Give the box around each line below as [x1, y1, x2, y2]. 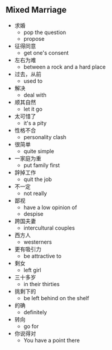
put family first [23, 161, 60, 169]
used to [23, 77, 43, 84]
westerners [23, 238, 52, 245]
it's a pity [23, 119, 47, 126]
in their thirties [23, 280, 60, 287]
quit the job [23, 176, 52, 183]
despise [23, 210, 44, 218]
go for [23, 322, 39, 330]
